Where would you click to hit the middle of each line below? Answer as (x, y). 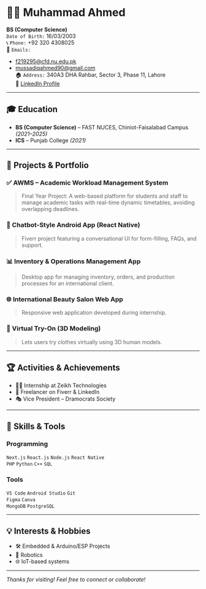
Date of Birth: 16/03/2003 (41, 36)
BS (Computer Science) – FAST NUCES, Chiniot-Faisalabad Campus (102, 127)
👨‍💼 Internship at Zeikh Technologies (61, 385)
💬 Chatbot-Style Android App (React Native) (73, 225)
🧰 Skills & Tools (36, 426)
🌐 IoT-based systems (42, 561)
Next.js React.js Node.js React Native (55, 458)
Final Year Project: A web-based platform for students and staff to (105, 196)
